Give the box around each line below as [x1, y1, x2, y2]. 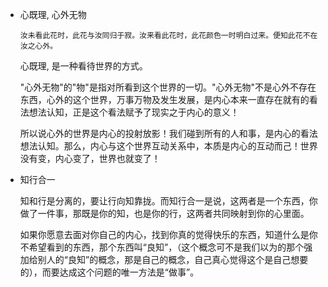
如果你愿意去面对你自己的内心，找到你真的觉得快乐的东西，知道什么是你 [19, 229, 318, 240]
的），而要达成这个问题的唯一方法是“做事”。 [19, 266, 200, 278]
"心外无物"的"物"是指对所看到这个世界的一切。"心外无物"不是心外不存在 [19, 81, 317, 93]
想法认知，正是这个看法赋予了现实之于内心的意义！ [28, 106, 240, 118]
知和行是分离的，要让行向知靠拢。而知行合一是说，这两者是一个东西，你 [19, 195, 318, 207]
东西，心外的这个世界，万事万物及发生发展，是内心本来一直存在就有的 [19, 94, 310, 105]
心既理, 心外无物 [19, 9, 87, 20]
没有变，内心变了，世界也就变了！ [19, 153, 161, 164]
